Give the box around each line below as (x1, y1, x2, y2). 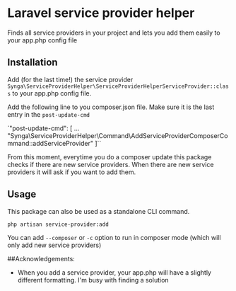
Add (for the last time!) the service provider (7, 75, 134, 84)
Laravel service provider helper (7, 5, 195, 21)
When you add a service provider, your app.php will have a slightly (17, 268, 212, 277)
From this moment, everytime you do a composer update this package (7, 152, 212, 161)
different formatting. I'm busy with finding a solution (17, 275, 169, 284)
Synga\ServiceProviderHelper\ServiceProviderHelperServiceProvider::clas (7, 83, 230, 90)
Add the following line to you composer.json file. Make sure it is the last (7, 103, 215, 111)
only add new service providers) (7, 241, 102, 249)
